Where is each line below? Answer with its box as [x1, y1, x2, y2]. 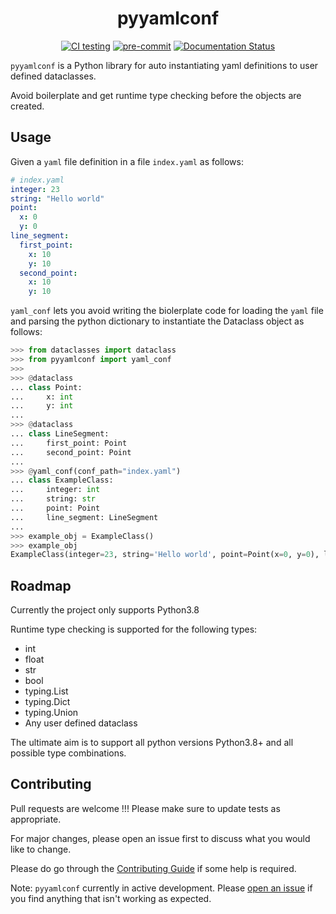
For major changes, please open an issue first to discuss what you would [10, 832, 311, 844]
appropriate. [10, 813, 62, 825]
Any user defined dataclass [24, 717, 138, 729]
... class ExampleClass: [10, 475, 114, 486]
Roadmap [10, 577, 72, 594]
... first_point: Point [10, 438, 128, 448]
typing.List [24, 685, 69, 697]
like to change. [10, 843, 72, 855]
